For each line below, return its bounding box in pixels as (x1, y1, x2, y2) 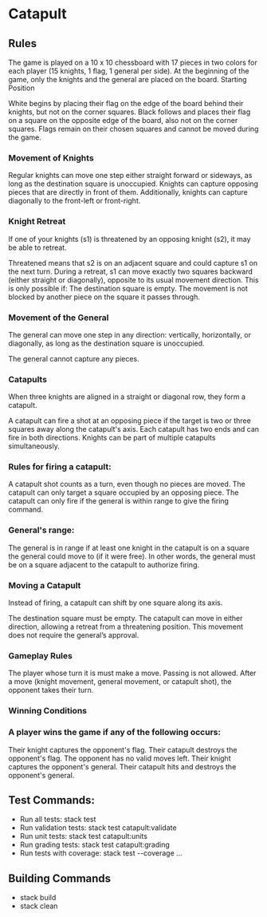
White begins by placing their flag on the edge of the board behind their (8, 99, 244, 108)
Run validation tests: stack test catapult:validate (19, 823, 177, 832)
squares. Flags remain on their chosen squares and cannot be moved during (8, 125, 259, 133)
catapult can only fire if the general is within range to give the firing (8, 496, 230, 506)
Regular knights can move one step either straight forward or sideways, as (8, 171, 253, 180)
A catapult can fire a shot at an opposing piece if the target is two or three (8, 416, 251, 425)
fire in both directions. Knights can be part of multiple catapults (8, 433, 216, 443)
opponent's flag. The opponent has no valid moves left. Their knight (8, 753, 231, 763)
